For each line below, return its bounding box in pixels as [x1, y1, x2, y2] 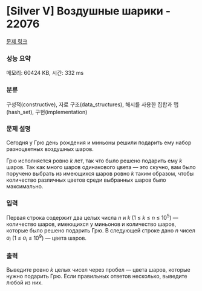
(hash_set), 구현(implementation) [6, 108, 88, 115]
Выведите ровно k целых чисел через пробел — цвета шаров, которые [6, 266, 191, 273]
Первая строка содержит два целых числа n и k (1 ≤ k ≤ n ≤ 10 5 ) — [6, 213, 178, 221]
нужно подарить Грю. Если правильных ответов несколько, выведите [6, 272, 187, 280]
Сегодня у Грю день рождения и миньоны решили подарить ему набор [6, 139, 192, 146]
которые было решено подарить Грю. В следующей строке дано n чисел [6, 226, 195, 234]
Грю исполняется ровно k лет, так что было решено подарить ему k [6, 157, 183, 164]
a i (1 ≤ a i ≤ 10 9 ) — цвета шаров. [6, 233, 86, 243]
